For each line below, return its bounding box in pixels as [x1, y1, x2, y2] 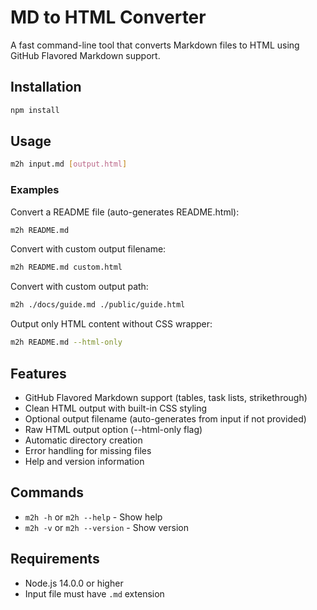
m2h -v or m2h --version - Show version [24, 521, 189, 533]
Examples [10, 183, 60, 197]
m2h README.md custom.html [10, 262, 123, 273]
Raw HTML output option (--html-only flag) [24, 423, 203, 435]
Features [10, 365, 67, 382]
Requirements [10, 551, 100, 568]
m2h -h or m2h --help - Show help [24, 511, 163, 523]
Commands [10, 484, 85, 501]
